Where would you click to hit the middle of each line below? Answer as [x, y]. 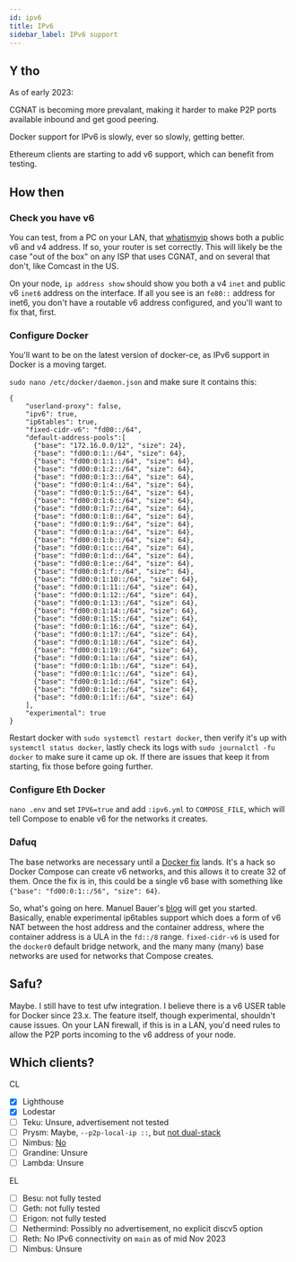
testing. [23, 164]
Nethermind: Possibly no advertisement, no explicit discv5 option [143, 1229]
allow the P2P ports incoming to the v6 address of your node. [122, 1034]
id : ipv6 [26, 18]
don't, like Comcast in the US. [64, 265]
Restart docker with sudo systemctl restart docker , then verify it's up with [148, 738]
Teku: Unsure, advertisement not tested [96, 1122]
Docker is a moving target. [58, 364]
